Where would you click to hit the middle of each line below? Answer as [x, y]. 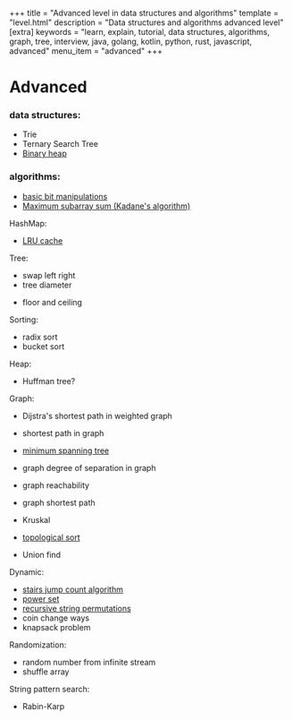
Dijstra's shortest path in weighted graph [97, 416]
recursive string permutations [76, 608]
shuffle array [46, 672]
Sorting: [24, 319]
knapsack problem [56, 627]
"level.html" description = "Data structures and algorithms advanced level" [146, 22]
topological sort [51, 537]
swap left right [49, 275]
